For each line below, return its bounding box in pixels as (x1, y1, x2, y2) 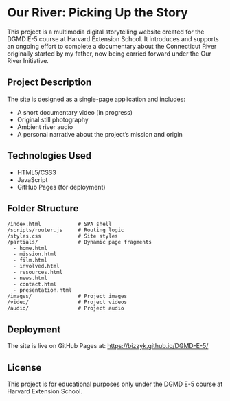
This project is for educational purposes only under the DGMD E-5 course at (7, 380, 223, 388)
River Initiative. (7, 56, 49, 65)
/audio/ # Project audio (7, 305, 125, 312)
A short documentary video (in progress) (16, 108, 133, 116)
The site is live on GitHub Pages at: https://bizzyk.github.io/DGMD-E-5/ (7, 342, 209, 350)
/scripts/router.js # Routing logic (7, 227, 125, 234)
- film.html (13, 257, 48, 264)
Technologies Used (7, 150, 91, 162)
